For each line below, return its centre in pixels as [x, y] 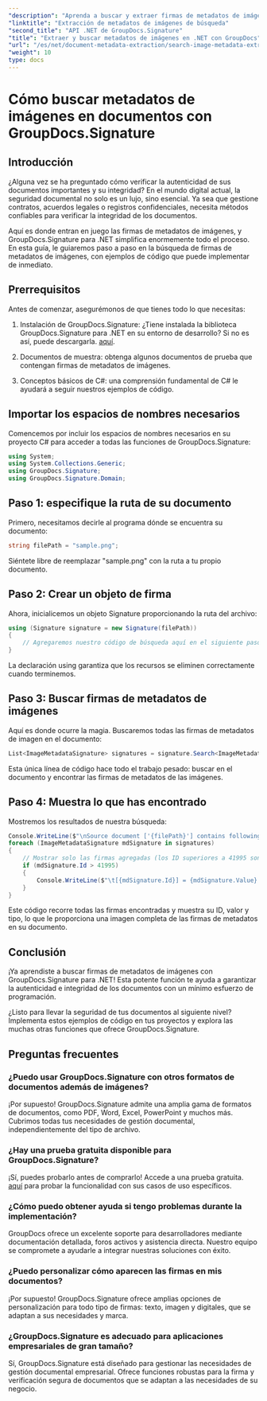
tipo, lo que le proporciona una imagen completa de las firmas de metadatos [133, 919]
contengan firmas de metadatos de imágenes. [95, 365]
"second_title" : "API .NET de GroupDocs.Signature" [95, 30]
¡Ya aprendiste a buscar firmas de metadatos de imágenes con [110, 971]
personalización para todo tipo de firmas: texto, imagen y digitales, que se [130, 1307]
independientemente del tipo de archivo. [74, 1129]
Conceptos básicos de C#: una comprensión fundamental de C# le [129, 380]
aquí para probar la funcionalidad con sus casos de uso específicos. [120, 1186]
